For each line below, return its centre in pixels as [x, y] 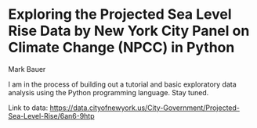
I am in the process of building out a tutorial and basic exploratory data [122, 84]
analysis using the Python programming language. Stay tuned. [109, 92]
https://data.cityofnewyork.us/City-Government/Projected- [145, 108]
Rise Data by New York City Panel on [129, 31]
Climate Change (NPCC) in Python [121, 48]
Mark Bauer [27, 69]
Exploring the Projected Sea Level [120, 14]
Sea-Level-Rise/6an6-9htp [52, 116]
